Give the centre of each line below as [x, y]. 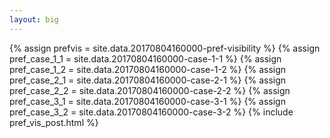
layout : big [34, 19]
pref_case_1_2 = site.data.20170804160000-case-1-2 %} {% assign [148, 69]
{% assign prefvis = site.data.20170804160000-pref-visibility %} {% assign [165, 48]
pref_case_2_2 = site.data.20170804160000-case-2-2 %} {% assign [150, 90]
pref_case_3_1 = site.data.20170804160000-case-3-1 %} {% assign [147, 101]
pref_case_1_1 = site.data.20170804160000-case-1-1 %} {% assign [145, 58]
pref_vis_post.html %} [54, 122]
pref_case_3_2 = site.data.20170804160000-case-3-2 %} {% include [151, 112]
